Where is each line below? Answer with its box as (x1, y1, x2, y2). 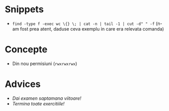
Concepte (5, 44, 48, 55)
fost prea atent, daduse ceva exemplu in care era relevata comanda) (19, 25, 164, 32)
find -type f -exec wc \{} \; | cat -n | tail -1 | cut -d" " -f (12, 21, 155, 26)
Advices (5, 78, 41, 90)
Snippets (5, 4, 44, 15)
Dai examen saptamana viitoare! (12, 95, 81, 101)
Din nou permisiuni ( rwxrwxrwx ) (12, 60, 77, 67)
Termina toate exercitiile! (12, 100, 65, 106)
